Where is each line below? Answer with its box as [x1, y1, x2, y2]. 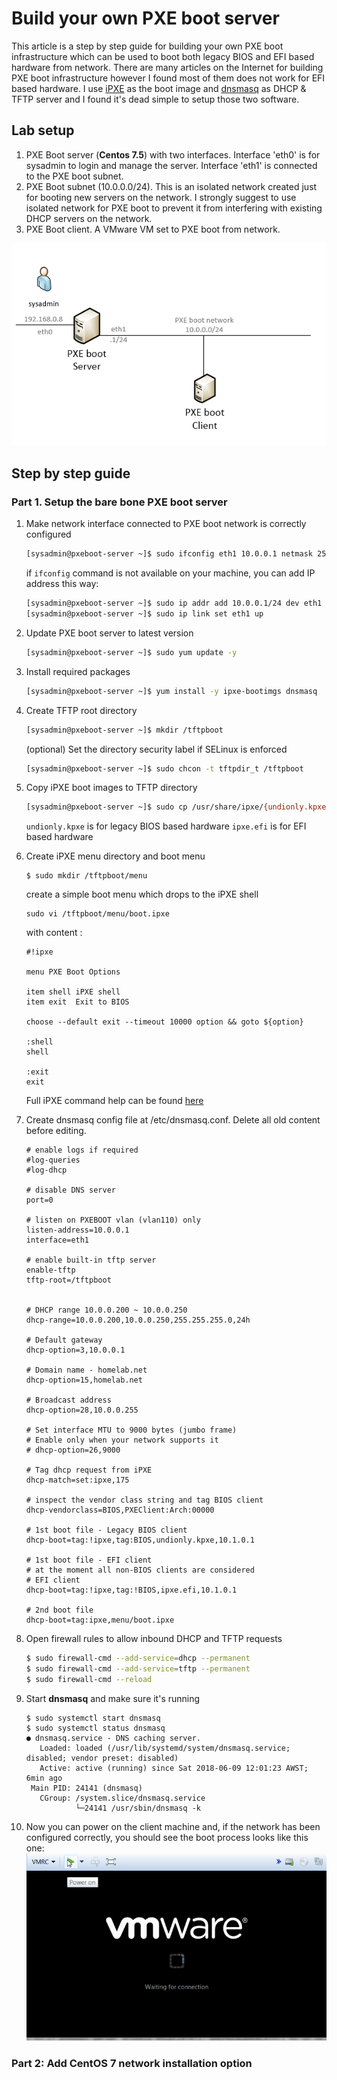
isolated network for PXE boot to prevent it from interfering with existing [25, 202, 323, 214]
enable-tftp [25, 1265, 76, 1276]
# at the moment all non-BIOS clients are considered [25, 1565, 255, 1576]
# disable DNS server [25, 1185, 116, 1196]
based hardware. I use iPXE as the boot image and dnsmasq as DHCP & [11, 82, 307, 94]
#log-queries [25, 1155, 81, 1166]
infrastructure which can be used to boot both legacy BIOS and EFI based [11, 50, 315, 62]
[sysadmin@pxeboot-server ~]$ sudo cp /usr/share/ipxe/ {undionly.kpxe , [25, 802, 331, 812]
